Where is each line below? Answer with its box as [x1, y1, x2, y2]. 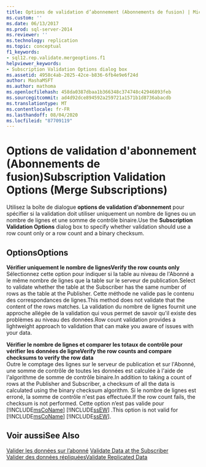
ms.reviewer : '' [6, 32, 48, 38]
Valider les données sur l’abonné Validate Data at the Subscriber [6, 447, 169, 454]
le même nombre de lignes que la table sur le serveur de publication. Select [6, 277, 196, 284]
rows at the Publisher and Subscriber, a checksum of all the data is [6, 380, 175, 387]
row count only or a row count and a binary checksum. [6, 230, 145, 237]
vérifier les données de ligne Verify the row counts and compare [6, 348, 172, 355]
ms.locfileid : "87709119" [6, 117, 72, 124]
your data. [6, 329, 32, 336]
